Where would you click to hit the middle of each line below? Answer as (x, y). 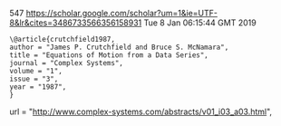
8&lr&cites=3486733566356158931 (76, 23)
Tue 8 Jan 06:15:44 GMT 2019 (200, 23)
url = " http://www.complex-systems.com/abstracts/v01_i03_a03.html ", (141, 111)
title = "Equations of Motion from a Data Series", (109, 55)
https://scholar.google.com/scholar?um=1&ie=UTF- (121, 13)
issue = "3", (34, 79)
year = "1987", (38, 87)
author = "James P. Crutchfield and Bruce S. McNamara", (119, 47)
